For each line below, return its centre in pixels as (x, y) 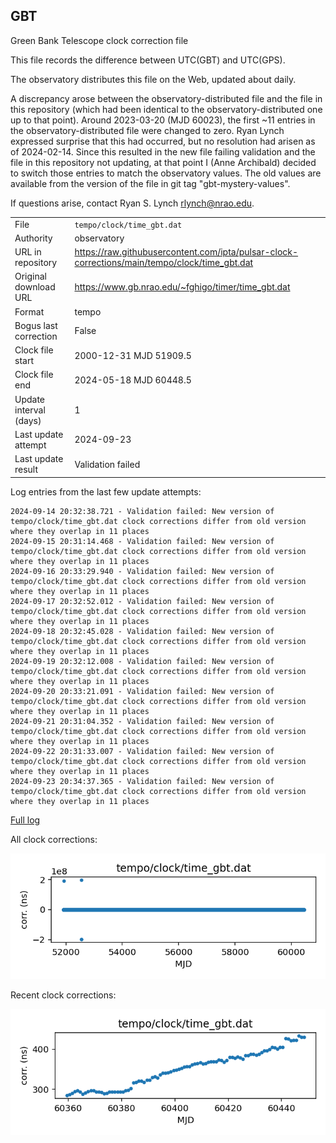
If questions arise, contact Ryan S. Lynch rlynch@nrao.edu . (132, 203)
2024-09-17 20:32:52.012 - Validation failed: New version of (142, 601)
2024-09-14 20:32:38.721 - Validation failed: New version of (142, 511)
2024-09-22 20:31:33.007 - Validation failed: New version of (142, 751)
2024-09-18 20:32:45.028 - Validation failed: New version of (142, 631)
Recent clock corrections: (63, 995)
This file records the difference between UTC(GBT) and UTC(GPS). (148, 60)
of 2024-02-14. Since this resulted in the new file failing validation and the (163, 151)
